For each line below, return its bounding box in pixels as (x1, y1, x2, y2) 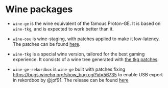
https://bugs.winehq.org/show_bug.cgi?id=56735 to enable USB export (12, 71, 163, 77)
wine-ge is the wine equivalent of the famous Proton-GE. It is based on (12, 20, 161, 26)
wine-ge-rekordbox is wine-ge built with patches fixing (12, 66, 126, 72)
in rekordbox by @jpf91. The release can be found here (12, 77, 129, 83)
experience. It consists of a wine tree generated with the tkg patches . (12, 56, 159, 62)
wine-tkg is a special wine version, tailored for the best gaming (12, 51, 145, 57)
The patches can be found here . (12, 41, 81, 47)
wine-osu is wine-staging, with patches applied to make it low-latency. (12, 36, 160, 42)
